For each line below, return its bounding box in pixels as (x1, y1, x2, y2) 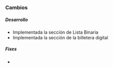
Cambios (5, 4, 28, 11)
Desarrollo (5, 17, 28, 23)
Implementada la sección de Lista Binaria (12, 29, 99, 35)
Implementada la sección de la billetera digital (12, 34, 108, 40)
